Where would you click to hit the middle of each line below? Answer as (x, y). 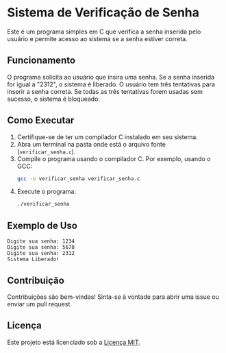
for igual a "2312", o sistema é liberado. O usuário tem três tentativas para (111, 84)
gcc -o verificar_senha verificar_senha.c (78, 179)
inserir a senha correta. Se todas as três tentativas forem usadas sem (105, 91)
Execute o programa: (47, 192)
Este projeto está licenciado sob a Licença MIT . (74, 342)
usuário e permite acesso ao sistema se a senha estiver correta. (97, 38)
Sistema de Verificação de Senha (103, 13)
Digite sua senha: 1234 (41, 241)
